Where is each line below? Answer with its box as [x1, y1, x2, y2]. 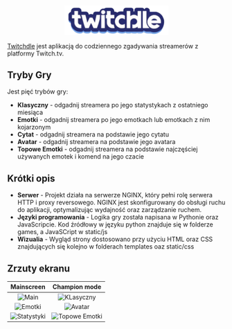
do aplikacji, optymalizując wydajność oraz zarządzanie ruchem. [17, 206, 202, 214]
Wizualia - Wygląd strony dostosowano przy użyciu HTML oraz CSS [17, 235, 213, 244]
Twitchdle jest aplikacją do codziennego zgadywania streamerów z [7, 42, 199, 50]
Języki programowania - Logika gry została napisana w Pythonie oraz [17, 213, 219, 222]
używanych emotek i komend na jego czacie [17, 152, 144, 161]
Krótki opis [7, 172, 55, 184]
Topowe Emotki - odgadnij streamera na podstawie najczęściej [17, 145, 198, 154]
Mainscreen [10, 283, 46, 291]
